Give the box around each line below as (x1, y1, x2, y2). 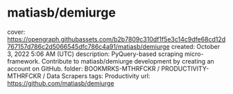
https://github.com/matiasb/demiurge (7, 79, 114, 87)
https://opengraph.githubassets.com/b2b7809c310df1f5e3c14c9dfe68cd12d (7, 35, 226, 43)
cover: (7, 28, 26, 36)
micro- (184, 50, 204, 58)
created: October (171, 42, 221, 50)
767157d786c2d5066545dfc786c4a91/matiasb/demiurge (7, 42, 170, 50)
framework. (7, 57, 40, 65)
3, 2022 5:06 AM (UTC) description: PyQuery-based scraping (7, 50, 184, 58)
